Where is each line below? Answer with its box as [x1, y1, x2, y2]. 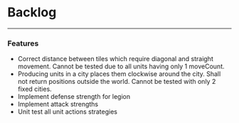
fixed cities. [17, 85, 52, 93]
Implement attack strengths [17, 100, 99, 109]
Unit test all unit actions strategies [17, 107, 118, 116]
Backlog [7, 4, 57, 21]
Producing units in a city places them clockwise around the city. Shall [17, 70, 221, 78]
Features [7, 38, 39, 48]
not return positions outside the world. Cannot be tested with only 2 [17, 77, 216, 86]
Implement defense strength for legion [17, 92, 130, 101]
